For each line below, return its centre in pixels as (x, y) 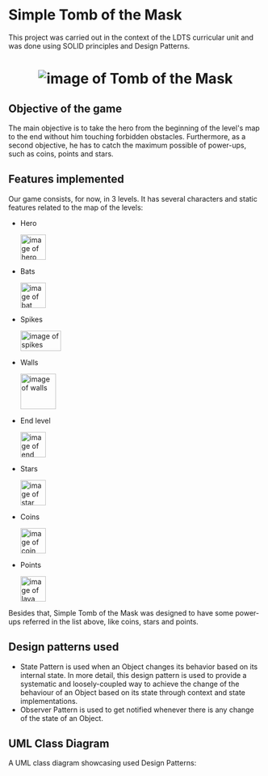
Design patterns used (64, 647)
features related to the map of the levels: (76, 207)
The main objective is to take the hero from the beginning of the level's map (134, 128)
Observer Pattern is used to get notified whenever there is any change (137, 710)
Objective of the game (65, 108)
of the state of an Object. (61, 718)
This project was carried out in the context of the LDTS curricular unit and (131, 37)
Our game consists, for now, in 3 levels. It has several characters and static (133, 198)
